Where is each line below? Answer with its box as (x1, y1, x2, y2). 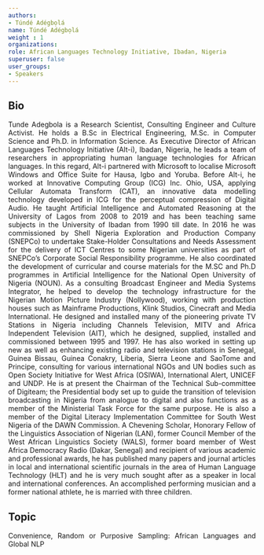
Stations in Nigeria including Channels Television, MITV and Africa (8, 320, 256, 330)
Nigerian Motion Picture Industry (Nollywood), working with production (8, 296, 256, 305)
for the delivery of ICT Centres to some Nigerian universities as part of (8, 245, 256, 255)
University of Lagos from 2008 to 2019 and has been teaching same (8, 211, 256, 221)
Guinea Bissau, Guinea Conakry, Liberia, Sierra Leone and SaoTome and (8, 354, 256, 363)
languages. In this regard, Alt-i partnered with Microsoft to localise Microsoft (8, 162, 256, 171)
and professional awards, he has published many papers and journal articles (8, 454, 256, 464)
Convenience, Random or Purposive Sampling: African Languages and (8, 531, 256, 541)
